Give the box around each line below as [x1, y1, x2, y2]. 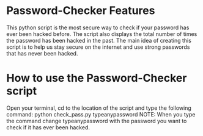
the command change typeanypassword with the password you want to [6, 117, 187, 124]
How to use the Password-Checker [6, 71, 187, 85]
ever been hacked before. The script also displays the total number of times [6, 30, 197, 37]
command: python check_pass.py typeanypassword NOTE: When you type [6, 110, 196, 118]
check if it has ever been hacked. [6, 123, 90, 131]
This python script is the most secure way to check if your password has [6, 24, 190, 31]
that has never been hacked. [6, 49, 78, 57]
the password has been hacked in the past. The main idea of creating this [6, 37, 191, 44]
